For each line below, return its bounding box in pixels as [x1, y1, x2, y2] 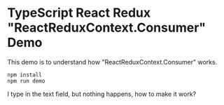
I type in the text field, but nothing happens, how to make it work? [7, 90, 197, 98]
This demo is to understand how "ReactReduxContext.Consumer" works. [7, 57, 218, 66]
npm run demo [7, 77, 45, 85]
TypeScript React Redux [7, 5, 151, 21]
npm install [7, 71, 42, 78]
